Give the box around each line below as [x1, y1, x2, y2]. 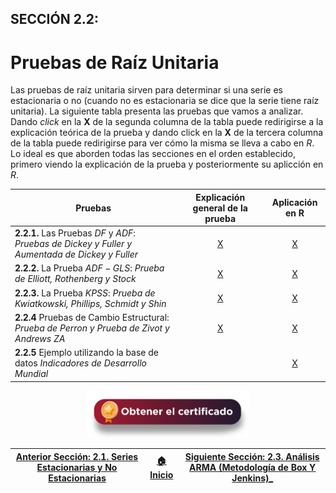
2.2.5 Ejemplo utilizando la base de [14, 347, 160, 359]
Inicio [149, 468, 174, 481]
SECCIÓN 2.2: [10, 11, 100, 28]
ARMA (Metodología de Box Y [189, 461, 317, 473]
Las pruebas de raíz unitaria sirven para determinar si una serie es [10, 84, 283, 96]
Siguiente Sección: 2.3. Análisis [184, 450, 320, 462]
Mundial [14, 368, 49, 380]
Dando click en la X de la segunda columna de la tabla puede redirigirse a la [10, 116, 324, 128]
